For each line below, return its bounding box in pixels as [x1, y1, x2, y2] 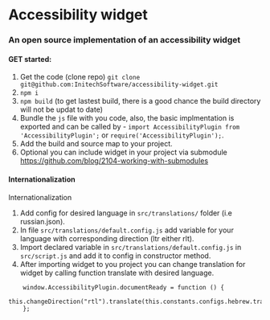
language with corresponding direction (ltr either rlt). [19, 233, 194, 243]
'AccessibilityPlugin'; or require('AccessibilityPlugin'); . [19, 130, 224, 140]
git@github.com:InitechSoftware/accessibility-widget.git [19, 80, 219, 89]
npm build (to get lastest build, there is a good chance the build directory [19, 96, 261, 106]
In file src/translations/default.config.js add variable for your [19, 225, 235, 235]
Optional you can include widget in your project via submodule [19, 147, 227, 158]
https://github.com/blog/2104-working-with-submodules [19, 156, 209, 166]
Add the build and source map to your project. [19, 139, 173, 149]
